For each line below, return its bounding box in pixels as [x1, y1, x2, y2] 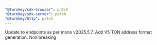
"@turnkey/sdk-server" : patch [5, 12, 67, 16]
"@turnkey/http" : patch [5, 16, 53, 21]
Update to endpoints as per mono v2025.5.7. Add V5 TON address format [5, 30, 152, 35]
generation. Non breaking [5, 34, 56, 40]
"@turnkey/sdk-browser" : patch [5, 7, 69, 12]
